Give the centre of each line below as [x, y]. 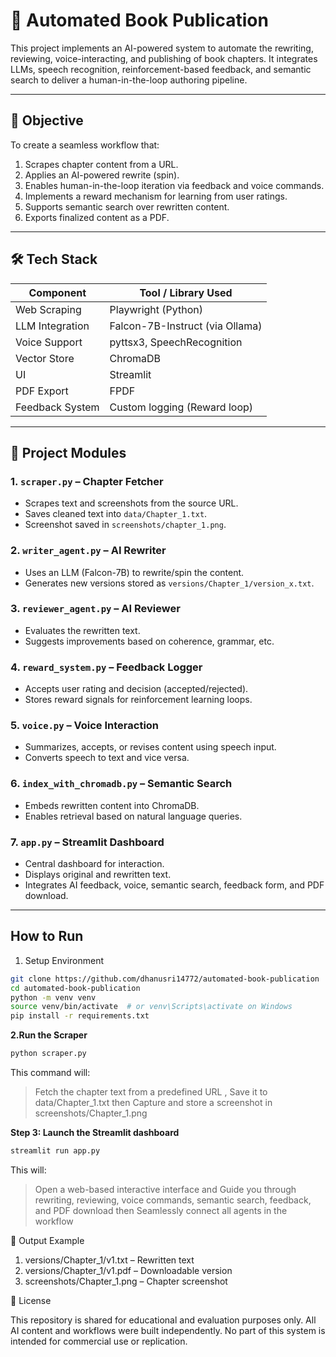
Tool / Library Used [186, 292]
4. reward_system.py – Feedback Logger [106, 667]
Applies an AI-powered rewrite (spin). [102, 175]
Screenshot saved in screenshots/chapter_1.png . [125, 525]
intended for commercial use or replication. [99, 1341]
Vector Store [45, 358]
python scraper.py [48, 1054]
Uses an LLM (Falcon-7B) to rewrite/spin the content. [134, 572]
